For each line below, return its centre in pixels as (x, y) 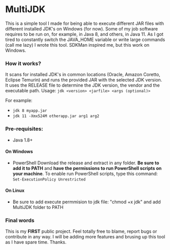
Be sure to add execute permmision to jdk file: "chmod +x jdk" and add (87, 202)
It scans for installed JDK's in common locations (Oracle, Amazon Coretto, (83, 75)
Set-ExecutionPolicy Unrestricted (49, 179)
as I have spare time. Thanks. (36, 242)
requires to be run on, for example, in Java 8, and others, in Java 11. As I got (84, 34)
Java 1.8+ (23, 140)
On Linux (15, 191)
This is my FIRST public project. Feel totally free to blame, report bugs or (81, 231)
